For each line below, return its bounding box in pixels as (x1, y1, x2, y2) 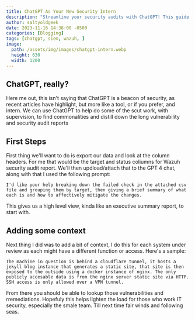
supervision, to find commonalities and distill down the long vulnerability (6, 113, 180, 121)
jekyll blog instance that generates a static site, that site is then (6, 264, 184, 270)
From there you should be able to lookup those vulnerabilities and (6, 289, 163, 296)
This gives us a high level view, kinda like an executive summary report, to (6, 202, 184, 209)
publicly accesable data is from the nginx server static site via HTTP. (6, 274, 190, 280)
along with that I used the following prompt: (6, 171, 111, 178)
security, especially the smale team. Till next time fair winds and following (6, 302, 183, 309)
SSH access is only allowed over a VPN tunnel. (6, 279, 124, 285)
